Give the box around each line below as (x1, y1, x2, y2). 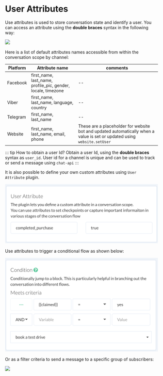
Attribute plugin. (5, 174, 40, 180)
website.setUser (78, 140, 111, 145)
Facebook (7, 80, 27, 86)
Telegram (7, 114, 26, 120)
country (31, 104, 47, 110)
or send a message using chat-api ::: (5, 160, 79, 165)
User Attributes (5, 3, 68, 15)
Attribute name (37, 65, 68, 71)
